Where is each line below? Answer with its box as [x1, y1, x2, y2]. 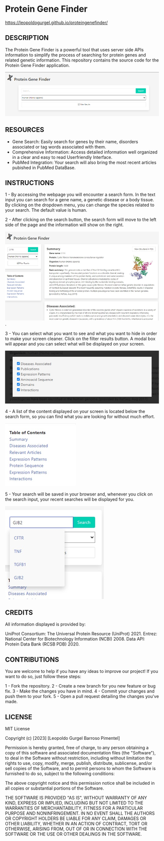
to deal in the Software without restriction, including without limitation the [5, 755, 152, 761]
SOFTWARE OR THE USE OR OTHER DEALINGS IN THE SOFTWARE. [5, 831, 142, 837]
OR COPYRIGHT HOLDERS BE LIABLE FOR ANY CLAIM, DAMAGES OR [5, 815, 146, 821]
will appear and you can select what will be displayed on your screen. [5, 341, 145, 347]
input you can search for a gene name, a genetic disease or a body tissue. [5, 197, 154, 203]
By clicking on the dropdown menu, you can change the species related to [5, 202, 155, 208]
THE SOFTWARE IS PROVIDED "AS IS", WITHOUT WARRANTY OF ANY [5, 795, 147, 800]
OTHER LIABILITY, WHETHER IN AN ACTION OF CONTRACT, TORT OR [5, 820, 147, 826]
